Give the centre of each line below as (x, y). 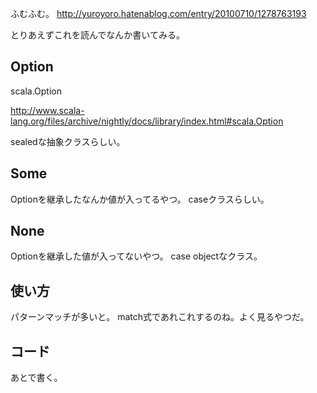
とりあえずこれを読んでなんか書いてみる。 (97, 35)
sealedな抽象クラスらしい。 (68, 141)
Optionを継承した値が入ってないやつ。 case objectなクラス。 (136, 256)
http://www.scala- (47, 110)
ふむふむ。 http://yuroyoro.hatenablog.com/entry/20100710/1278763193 (158, 13)
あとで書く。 (36, 378)
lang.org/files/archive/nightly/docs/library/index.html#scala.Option (147, 121)
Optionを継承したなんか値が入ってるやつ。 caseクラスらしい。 (140, 199)
